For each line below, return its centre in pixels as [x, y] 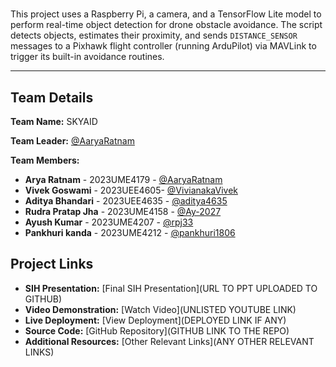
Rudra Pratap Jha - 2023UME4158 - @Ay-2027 [123, 211]
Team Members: [45, 160]
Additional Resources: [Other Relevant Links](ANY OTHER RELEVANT [169, 341]
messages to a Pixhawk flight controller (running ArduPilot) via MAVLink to [163, 46]
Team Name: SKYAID [54, 121]
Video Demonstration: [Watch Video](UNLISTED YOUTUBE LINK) [160, 309]
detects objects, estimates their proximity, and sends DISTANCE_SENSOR [154, 35]
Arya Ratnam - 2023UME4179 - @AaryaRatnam [123, 179]
